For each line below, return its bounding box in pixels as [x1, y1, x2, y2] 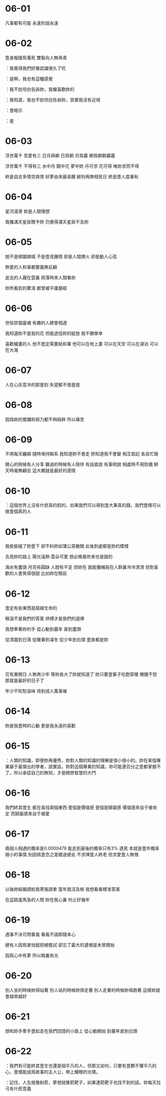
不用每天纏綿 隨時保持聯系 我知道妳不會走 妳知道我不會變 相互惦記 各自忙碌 [5, 451, 159, 457]
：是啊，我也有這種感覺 [5, 75, 53, 82]
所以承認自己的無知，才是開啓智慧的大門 [13, 770, 96, 776]
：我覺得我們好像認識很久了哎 [5, 65, 66, 71]
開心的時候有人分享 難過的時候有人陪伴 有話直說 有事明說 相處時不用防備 [5, 461, 153, 467]
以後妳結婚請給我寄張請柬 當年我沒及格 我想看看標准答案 [5, 886, 120, 892]
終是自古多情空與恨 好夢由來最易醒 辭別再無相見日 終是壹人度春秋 [5, 173, 139, 179]
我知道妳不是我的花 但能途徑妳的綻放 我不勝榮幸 [5, 330, 103, 336]
